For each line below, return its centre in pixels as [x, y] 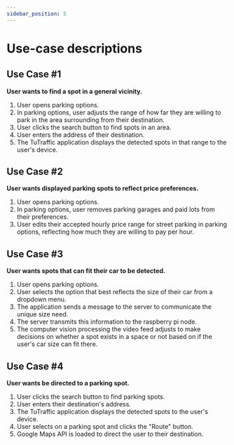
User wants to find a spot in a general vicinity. [75, 91]
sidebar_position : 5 [37, 14]
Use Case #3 [35, 254]
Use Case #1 [34, 74]
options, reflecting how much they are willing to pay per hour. [105, 232]
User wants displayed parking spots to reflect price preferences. [103, 188]
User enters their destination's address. [74, 404]
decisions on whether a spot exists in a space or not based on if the [115, 337]
